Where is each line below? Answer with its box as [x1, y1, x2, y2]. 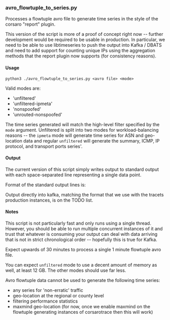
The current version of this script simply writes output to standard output [5, 166, 159, 172]
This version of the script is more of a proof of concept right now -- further [5, 31, 164, 37]
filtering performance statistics [12, 298, 78, 304]
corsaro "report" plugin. [5, 21, 56, 27]
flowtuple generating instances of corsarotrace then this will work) [12, 309, 154, 315]
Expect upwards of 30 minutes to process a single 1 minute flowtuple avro [5, 246, 161, 252]
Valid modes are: [5, 85, 41, 91]
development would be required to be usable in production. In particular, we [5, 36, 165, 43]
